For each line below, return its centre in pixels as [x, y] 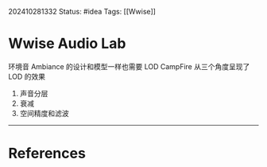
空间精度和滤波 [44, 113]
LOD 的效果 [27, 76]
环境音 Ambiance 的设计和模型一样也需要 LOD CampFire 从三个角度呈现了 [129, 66]
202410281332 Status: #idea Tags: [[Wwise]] [82, 12]
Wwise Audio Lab [67, 44]
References [47, 153]
